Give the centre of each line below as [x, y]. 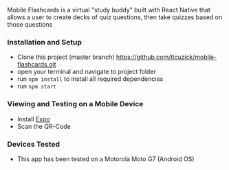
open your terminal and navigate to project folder [87, 72]
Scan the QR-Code [44, 126]
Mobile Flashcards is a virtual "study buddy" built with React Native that [109, 10]
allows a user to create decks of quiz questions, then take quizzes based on [115, 17]
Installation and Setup [45, 42]
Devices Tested [34, 144]
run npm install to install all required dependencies [90, 79]
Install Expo [33, 119]
